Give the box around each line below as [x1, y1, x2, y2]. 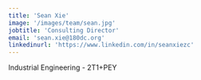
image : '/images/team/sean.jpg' [8, 19, 116, 27]
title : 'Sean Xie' [8, 11, 69, 20]
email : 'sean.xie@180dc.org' [8, 33, 105, 42]
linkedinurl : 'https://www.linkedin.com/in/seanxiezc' [8, 41, 195, 49]
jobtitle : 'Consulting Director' [8, 26, 120, 34]
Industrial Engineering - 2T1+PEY [8, 63, 117, 72]
